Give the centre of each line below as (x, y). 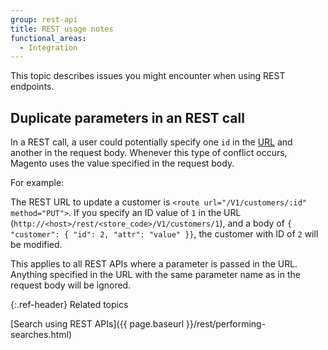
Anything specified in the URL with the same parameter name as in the (155, 275)
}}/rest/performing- (226, 324)
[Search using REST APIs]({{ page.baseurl (97, 324)
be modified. (36, 245)
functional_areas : (48, 38)
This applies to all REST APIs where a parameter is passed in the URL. (154, 264)
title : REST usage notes (62, 29)
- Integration (48, 47)
